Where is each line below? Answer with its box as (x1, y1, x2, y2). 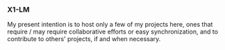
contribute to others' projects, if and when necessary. (7, 35, 161, 43)
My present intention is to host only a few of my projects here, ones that (7, 21, 213, 29)
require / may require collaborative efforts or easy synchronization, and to (7, 27, 219, 36)
